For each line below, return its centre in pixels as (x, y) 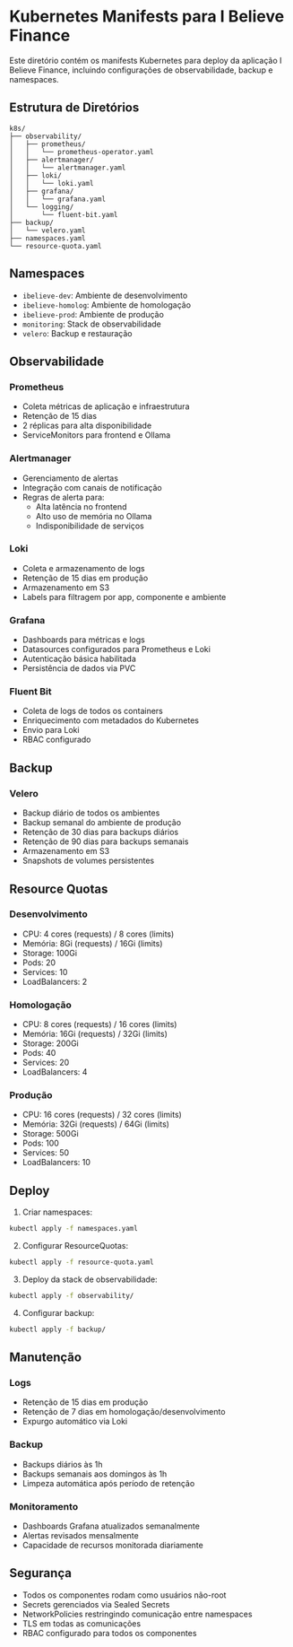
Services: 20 (46, 1063)
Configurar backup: (58, 1312)
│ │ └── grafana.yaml (57, 199)
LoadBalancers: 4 (55, 1072)
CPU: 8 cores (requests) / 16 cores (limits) (99, 1024)
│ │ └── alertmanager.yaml (68, 168)
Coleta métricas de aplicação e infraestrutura (106, 406)
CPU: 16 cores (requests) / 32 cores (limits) (102, 1115)
